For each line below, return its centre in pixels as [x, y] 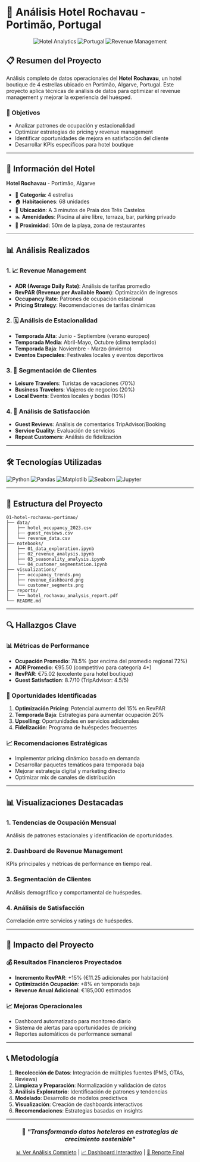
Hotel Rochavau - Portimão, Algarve [51, 183]
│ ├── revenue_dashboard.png [45, 580]
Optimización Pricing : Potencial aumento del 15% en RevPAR [90, 709]
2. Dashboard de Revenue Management [65, 850]
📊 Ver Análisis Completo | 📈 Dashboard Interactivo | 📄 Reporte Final [100, 1152]
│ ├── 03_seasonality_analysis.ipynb [56, 560]
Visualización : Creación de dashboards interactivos [79, 1104]
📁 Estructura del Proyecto [54, 504]
